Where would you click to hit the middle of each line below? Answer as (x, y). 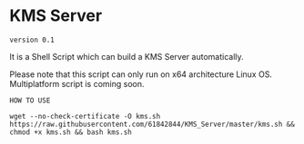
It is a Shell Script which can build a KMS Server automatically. (127, 56)
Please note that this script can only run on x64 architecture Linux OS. (141, 74)
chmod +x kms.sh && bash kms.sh (71, 132)
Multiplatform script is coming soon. (77, 83)
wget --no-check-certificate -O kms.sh (85, 116)
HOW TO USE (30, 101)
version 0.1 (32, 40)
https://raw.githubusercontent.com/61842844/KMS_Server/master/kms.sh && (152, 124)
